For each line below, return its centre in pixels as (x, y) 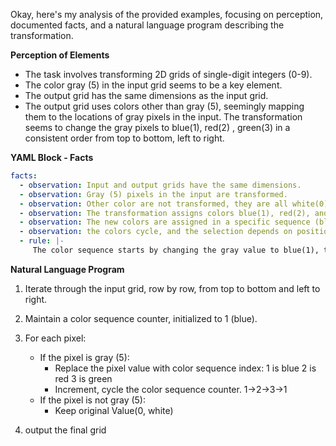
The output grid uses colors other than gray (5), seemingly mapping (164, 106)
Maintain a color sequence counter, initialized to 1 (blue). (141, 318)
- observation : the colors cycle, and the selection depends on (156, 232)
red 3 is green (83, 378)
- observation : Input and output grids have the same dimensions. (160, 185)
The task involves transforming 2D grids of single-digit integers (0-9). (168, 74)
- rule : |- (42, 241)
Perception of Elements (60, 55)
